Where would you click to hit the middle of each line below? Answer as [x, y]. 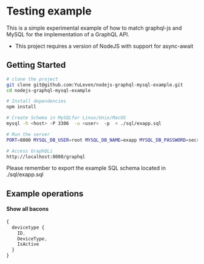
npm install [21, 107]
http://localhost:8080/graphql [46, 157]
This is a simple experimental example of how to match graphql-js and [94, 28]
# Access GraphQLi [29, 151]
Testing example [49, 11]
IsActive [28, 244]
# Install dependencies [36, 101]
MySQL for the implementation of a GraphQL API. [68, 34]
